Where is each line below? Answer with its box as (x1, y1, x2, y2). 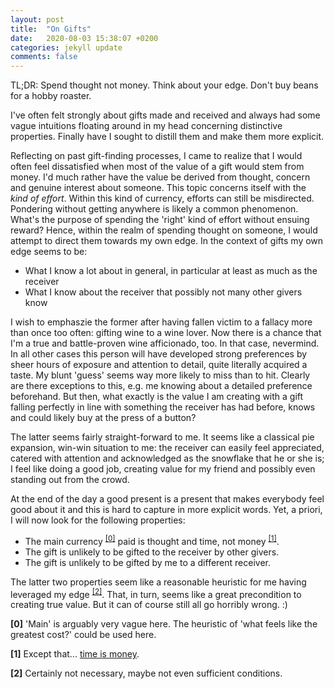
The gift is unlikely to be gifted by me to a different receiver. (24, 556, 271, 568)
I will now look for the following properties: (10, 514, 186, 526)
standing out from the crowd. (10, 474, 130, 486)
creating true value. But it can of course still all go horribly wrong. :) (10, 599, 288, 611)
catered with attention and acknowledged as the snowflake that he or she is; (10, 452, 325, 465)
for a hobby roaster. (10, 90, 92, 102)
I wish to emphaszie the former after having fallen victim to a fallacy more (10, 316, 313, 328)
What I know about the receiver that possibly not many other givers (24, 286, 303, 298)
